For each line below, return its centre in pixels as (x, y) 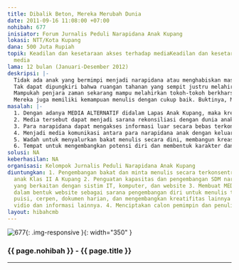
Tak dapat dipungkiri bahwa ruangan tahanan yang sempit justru (111, 87)
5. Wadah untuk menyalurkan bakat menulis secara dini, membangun (114, 139)
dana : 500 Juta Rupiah (41, 47)
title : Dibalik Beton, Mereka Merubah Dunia (74, 14)
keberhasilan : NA (33, 160)
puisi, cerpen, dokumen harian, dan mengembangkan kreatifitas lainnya (122, 199)
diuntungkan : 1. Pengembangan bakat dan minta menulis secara (101, 172)
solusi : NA (23, 153)
